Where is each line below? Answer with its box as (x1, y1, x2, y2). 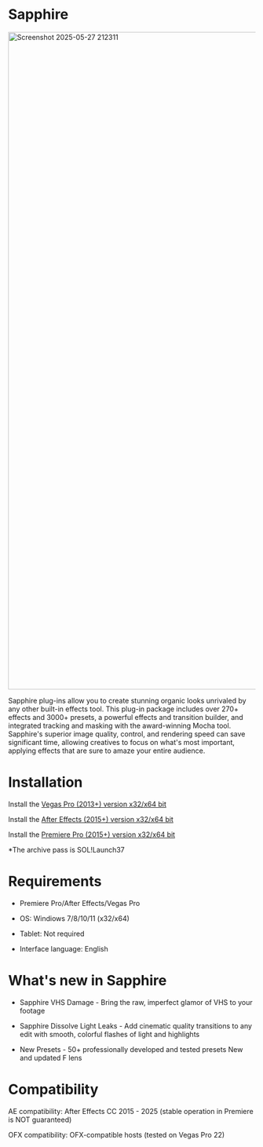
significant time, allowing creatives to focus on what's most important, (8, 737, 236, 747)
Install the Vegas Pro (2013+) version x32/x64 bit (8, 799, 167, 809)
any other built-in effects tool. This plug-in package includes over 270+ (8, 704, 239, 714)
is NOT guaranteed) (8, 1115, 72, 1124)
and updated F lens (19, 1053, 82, 1062)
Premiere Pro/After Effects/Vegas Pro (19, 898, 141, 908)
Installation (8, 773, 83, 791)
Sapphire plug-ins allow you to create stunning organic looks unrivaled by (8, 696, 247, 705)
